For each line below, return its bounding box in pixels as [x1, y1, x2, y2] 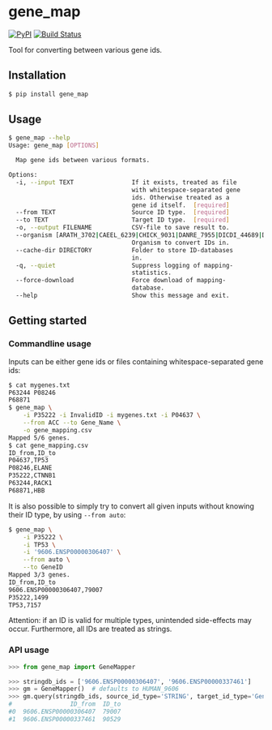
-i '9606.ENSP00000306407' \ [23, 548, 121, 556]
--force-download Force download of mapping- [15, 277, 227, 285]
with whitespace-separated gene [131, 186, 241, 194]
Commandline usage [8, 338, 91, 350]
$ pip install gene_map [8, 90, 89, 98]
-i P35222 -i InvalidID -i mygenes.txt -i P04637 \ [23, 411, 201, 419]
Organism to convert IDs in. [131, 238, 230, 247]
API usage [8, 644, 50, 655]
